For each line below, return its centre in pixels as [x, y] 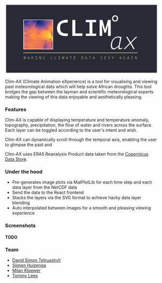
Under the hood [24, 172]
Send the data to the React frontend [48, 193]
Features [16, 109]
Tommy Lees [25, 276]
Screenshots [20, 225]
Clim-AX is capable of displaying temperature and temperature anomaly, [77, 120]
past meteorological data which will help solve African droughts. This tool [78, 87]
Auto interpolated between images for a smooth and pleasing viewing [81, 208]
